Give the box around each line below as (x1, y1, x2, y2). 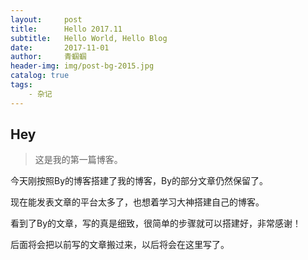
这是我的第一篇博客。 (34, 154, 123, 166)
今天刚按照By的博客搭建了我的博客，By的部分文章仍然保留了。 (10, 175, 269, 187)
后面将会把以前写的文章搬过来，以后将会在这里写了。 (10, 239, 230, 251)
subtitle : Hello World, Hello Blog (10, 33, 168, 43)
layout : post (10, 14, 83, 25)
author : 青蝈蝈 (10, 52, 87, 62)
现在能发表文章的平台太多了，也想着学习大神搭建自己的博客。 (10, 196, 265, 208)
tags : (10, 80, 33, 90)
